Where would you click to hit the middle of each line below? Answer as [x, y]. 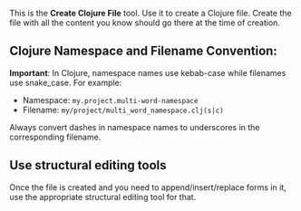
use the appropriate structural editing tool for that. [103, 197]
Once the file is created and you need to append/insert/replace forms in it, [148, 187]
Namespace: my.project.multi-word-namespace [110, 100]
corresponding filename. [55, 137]
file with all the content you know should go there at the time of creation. [145, 23]
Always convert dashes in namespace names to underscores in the [135, 127]
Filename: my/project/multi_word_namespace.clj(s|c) [123, 110]
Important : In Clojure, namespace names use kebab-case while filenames [148, 72]
